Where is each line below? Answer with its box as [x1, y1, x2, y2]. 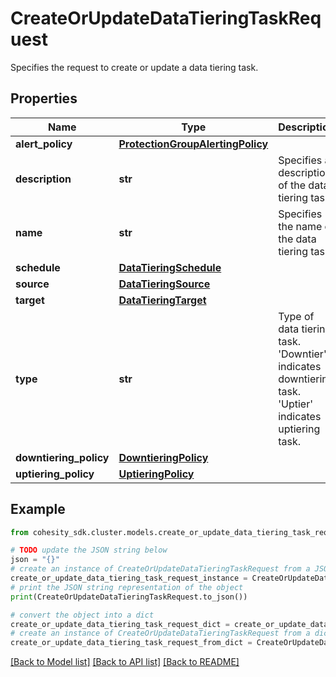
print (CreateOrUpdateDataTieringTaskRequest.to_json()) [10, 592, 248, 602]
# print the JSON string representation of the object [10, 582, 244, 592]
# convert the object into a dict [10, 610, 155, 620]
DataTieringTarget [118, 293, 207, 307]
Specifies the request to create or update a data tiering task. [10, 61, 259, 73]
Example [10, 501, 66, 518]
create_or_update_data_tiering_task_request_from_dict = [10, 638, 253, 648]
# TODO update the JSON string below [10, 545, 168, 556]
